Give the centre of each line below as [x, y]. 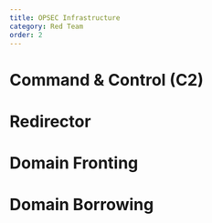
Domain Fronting [74, 162]
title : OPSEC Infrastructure [65, 18]
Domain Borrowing [82, 205]
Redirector [50, 122]
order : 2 [26, 35]
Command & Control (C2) [106, 80]
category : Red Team [47, 26]
